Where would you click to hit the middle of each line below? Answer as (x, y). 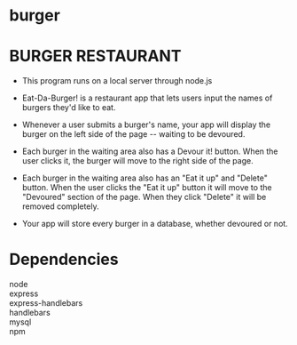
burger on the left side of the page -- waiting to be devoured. (133, 134)
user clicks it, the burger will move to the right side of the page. (138, 161)
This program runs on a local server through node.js (117, 81)
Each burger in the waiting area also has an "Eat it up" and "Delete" (145, 178)
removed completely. (60, 206)
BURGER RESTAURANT (95, 56)
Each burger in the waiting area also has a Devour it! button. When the (150, 151)
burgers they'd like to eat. (69, 108)
